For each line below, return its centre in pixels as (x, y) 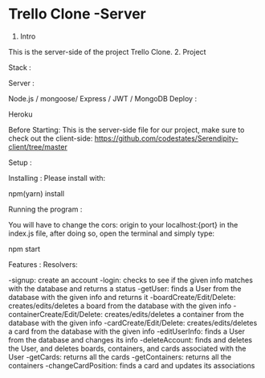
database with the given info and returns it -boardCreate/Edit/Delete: (122, 297)
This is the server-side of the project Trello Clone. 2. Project (107, 51)
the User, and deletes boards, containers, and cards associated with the (127, 348)
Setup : (20, 162)
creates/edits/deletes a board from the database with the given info (120, 306)
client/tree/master (38, 146)
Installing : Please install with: (57, 178)
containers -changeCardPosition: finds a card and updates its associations (132, 365)
